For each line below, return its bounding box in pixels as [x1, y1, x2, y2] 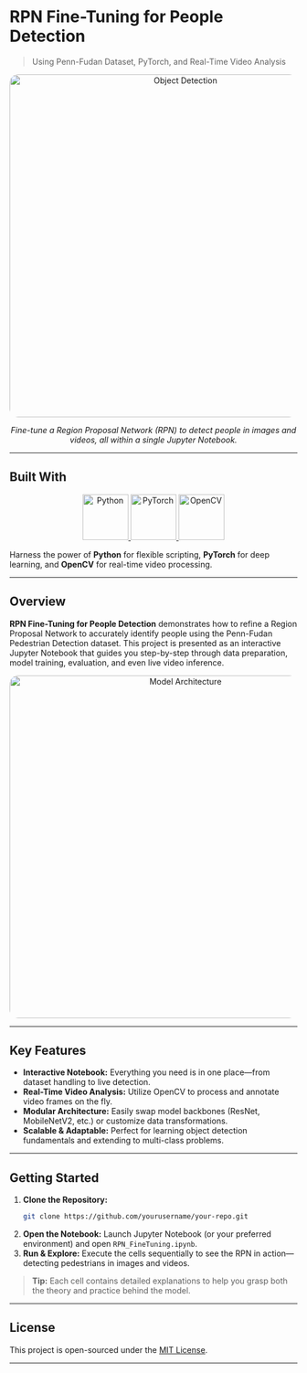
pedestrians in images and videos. [60, 1258, 190, 1269]
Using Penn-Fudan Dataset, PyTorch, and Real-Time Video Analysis [31, 56, 286, 67]
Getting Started [9, 1170, 100, 1186]
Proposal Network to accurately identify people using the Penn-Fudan [9, 628, 273, 639]
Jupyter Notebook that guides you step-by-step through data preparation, [9, 647, 288, 658]
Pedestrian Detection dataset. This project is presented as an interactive [9, 637, 281, 648]
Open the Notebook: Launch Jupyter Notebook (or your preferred [22, 1229, 272, 1240]
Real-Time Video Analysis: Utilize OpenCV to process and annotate [22, 1086, 280, 1098]
